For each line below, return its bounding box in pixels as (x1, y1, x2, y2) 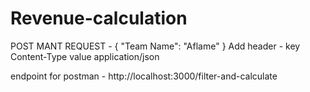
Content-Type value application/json (10, 50, 160, 62)
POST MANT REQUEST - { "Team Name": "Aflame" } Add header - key (10, 40, 301, 52)
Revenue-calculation (10, 7, 188, 30)
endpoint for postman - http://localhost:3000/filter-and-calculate (10, 70, 278, 82)
